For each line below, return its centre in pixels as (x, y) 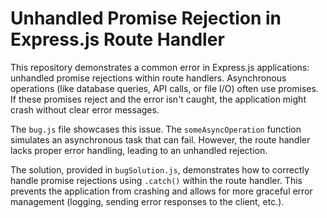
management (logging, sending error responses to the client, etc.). (147, 201)
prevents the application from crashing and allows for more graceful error (161, 191)
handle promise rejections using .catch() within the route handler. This (156, 180)
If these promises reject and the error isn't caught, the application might (158, 99)
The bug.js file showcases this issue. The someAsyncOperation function (156, 129)
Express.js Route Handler (117, 39)
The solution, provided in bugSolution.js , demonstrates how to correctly (160, 169)
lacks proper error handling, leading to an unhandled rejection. (139, 150)
